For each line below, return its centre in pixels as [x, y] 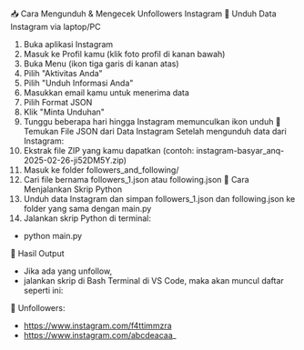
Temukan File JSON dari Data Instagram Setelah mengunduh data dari [155, 131]
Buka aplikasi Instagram [68, 44]
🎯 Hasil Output [37, 253]
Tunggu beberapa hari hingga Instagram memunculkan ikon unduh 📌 [152, 121]
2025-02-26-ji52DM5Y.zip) [75, 160]
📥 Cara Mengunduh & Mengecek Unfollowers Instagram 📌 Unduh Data [143, 14]
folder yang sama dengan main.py [87, 209]
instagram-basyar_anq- [240, 150]
